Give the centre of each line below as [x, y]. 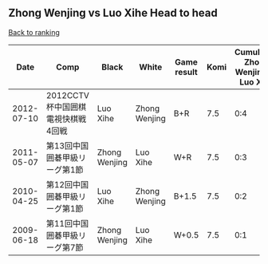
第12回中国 [67, 184]
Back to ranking [34, 32]
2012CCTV [68, 95]
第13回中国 [67, 145]
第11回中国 [67, 223]
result [186, 72]
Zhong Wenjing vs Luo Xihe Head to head [113, 13]
